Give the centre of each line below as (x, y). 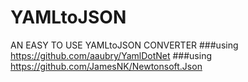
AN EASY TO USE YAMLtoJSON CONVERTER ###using (124, 45)
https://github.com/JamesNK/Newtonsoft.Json (106, 66)
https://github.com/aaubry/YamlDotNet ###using (111, 55)
